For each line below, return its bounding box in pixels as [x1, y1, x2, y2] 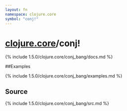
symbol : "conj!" [5, 16, 39, 21]
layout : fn [5, 7, 28, 12]
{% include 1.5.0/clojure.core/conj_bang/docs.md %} [5, 54, 113, 60]
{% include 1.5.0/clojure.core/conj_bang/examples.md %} [5, 73, 123, 79]
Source [5, 87, 28, 96]
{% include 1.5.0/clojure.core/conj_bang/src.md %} [5, 101, 110, 107]
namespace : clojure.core [5, 12, 56, 17]
